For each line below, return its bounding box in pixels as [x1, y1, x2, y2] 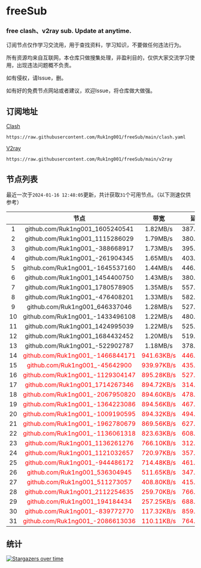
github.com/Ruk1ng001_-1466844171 [23, 352, 136, 360]
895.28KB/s [141, 371, 176, 379]
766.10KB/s [141, 439, 176, 448]
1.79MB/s [144, 235, 173, 243]
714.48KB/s [141, 458, 176, 467]
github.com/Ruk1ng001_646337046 [26, 303, 132, 311]
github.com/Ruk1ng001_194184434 [26, 497, 132, 506]
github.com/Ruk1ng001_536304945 [26, 469, 132, 477]
